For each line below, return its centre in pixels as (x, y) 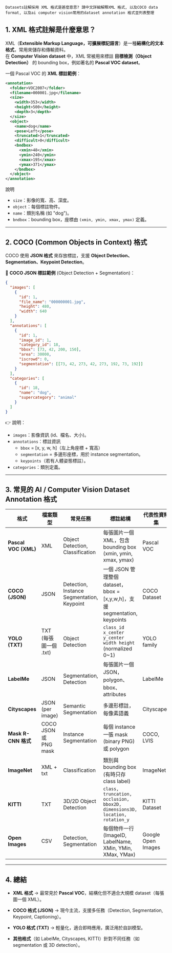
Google (151, 835)
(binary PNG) (119, 742)
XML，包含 (116, 540)
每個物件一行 (119, 828)
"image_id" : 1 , (35, 340)
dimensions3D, (120, 810)
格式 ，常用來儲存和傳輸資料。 (37, 49)
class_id (114, 628)
